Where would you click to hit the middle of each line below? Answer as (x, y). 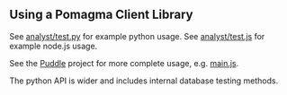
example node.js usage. (54, 46)
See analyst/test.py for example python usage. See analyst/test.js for (137, 36)
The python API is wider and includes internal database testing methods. (144, 81)
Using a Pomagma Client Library (101, 15)
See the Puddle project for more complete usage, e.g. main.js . (124, 63)
